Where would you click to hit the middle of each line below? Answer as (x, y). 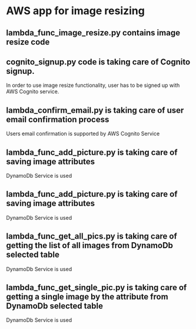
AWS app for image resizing (76, 11)
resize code (28, 42)
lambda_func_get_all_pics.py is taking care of (92, 237)
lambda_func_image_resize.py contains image (93, 33)
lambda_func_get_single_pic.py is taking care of (97, 288)
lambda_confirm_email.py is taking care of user (95, 110)
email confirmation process (58, 119)
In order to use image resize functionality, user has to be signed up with (93, 85)
